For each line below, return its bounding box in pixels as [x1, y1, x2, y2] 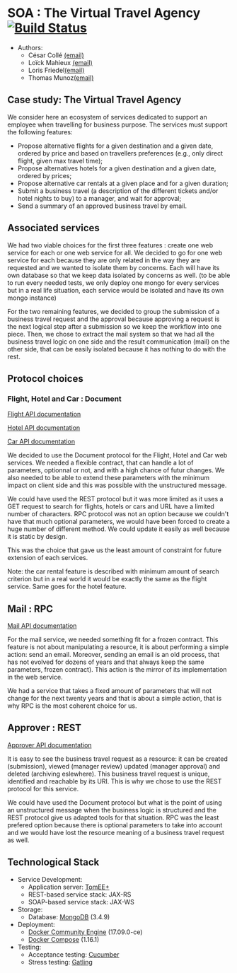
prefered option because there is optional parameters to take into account [7, 820, 223, 829]
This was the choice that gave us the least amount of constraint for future [7, 546, 221, 554]
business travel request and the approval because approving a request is [7, 315, 220, 323]
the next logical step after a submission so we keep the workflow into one [7, 322, 222, 330]
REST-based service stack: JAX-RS [28, 890, 132, 899]
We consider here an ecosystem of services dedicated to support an [7, 112, 207, 121]
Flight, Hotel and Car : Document [7, 394, 122, 404]
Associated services [7, 222, 100, 234]
